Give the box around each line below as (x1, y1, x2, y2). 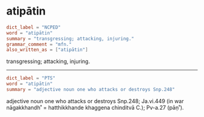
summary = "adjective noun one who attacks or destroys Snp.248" (6, 87, 175, 93)
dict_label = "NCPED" (6, 24, 61, 30)
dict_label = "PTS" (6, 75, 56, 81)
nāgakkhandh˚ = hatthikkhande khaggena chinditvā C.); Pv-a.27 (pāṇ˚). (6, 104, 184, 111)
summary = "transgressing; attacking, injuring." (6, 35, 135, 42)
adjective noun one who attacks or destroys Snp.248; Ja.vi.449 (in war (6, 97, 184, 104)
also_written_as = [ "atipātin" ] (6, 47, 88, 53)
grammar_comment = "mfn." (6, 41, 72, 47)
